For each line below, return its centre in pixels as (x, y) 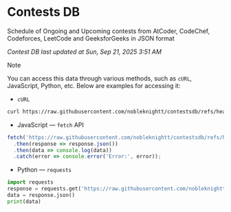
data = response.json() (41, 195)
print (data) (24, 201)
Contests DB (44, 12)
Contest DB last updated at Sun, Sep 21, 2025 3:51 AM (84, 52)
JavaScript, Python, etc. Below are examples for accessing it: (94, 85)
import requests (30, 182)
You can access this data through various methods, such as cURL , (100, 78)
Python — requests (44, 170)
